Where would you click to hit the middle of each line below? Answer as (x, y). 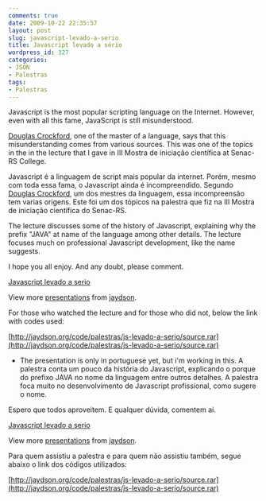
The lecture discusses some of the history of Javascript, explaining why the (132, 226)
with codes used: (37, 321)
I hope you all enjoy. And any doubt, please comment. (96, 266)
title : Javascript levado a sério (66, 45)
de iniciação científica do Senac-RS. (67, 211)
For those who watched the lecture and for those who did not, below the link (133, 313)
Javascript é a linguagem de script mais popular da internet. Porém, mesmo (132, 177)
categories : (28, 60)
